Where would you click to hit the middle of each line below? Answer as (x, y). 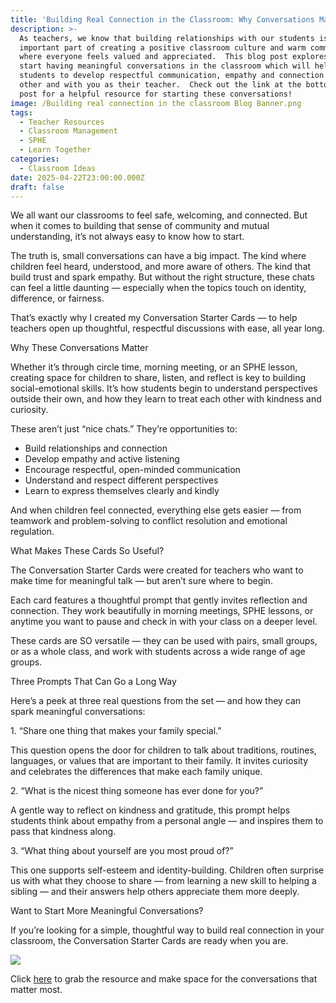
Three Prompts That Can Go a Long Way (93, 682)
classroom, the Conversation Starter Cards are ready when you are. (149, 941)
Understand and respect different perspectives (121, 480)
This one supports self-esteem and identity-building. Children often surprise (167, 870)
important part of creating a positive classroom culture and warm (163, 47)
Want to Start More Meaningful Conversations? (107, 911)
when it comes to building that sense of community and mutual (140, 226)
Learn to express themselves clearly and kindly (122, 491)
